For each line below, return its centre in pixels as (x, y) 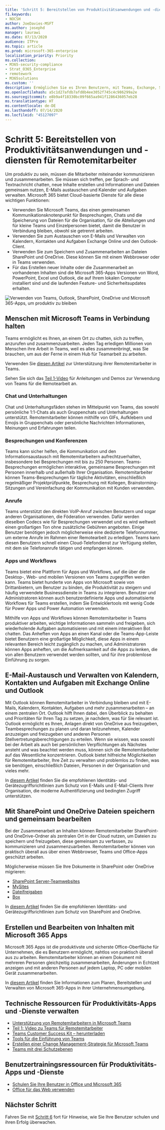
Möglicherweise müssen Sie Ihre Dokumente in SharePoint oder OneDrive (80, 867)
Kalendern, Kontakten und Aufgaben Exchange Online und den (76, 241)
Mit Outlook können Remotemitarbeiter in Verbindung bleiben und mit (75, 702)
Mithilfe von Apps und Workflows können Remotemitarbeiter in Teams (76, 618)
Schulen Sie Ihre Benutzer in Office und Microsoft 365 (67, 1084)
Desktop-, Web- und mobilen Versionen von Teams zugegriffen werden (77, 577)
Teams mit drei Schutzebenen (42, 1049)
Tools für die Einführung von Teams (48, 1038)
